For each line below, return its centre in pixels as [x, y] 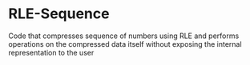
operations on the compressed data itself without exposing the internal [125, 44]
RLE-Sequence [59, 14]
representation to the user [51, 52]
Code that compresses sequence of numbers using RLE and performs [124, 36]
